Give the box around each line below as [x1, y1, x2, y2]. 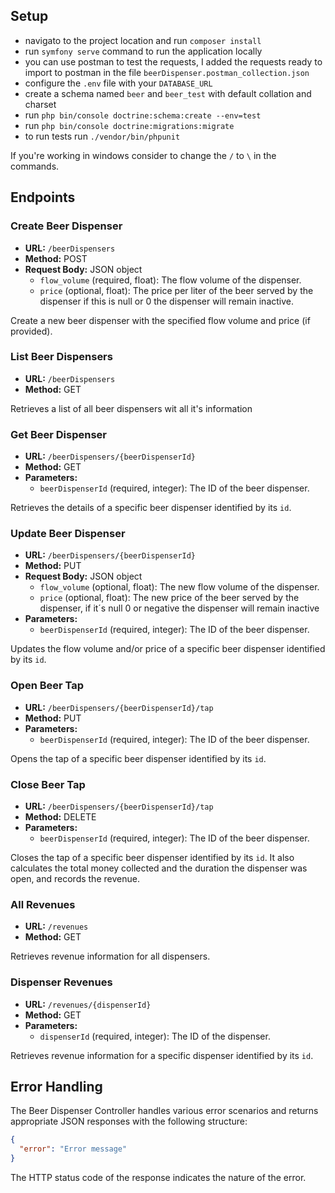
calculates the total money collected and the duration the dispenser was [10, 862, 308, 874]
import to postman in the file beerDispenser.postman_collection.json [24, 66, 310, 78]
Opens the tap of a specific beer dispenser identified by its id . [10, 752, 267, 764]
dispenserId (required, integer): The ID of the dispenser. [39, 1030, 271, 1042]
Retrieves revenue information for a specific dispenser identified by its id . [10, 1049, 314, 1061]
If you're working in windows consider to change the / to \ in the [10, 149, 277, 161]
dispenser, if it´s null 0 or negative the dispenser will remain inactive [39, 602, 320, 614]
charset [24, 98, 57, 110]
